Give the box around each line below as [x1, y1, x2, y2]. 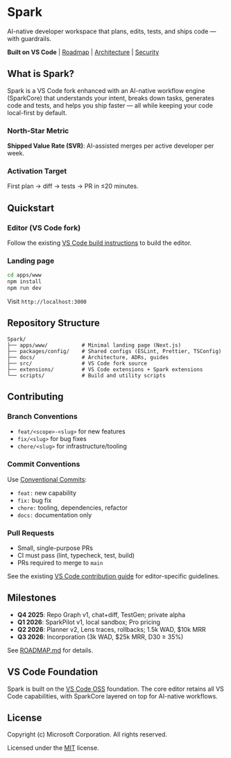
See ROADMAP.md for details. [7, 646, 94, 654]
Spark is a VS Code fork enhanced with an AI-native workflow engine [7, 86, 205, 94]
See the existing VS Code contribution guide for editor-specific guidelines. [7, 572, 220, 580]
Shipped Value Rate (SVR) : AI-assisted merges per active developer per [7, 141, 214, 150]
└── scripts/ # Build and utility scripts [7, 372, 166, 379]
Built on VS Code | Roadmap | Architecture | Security [7, 48, 160, 56]
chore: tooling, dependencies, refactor [17, 503, 128, 512]
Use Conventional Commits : [7, 475, 87, 483]
